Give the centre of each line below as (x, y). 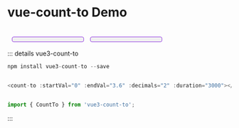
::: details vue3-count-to (43, 53)
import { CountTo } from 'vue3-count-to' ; (71, 105)
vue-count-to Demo (67, 12)
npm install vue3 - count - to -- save (59, 66)
